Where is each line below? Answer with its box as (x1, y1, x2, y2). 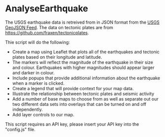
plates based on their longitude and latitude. (12, 54, 102, 60)
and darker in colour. (12, 69, 55, 75)
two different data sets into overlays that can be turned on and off (12, 101, 147, 107)
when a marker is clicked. (12, 80, 65, 86)
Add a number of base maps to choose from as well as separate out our (12, 96, 159, 102)
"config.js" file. (5, 126, 36, 132)
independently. (12, 106, 43, 112)
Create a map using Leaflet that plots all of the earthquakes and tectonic (12, 49, 160, 55)
